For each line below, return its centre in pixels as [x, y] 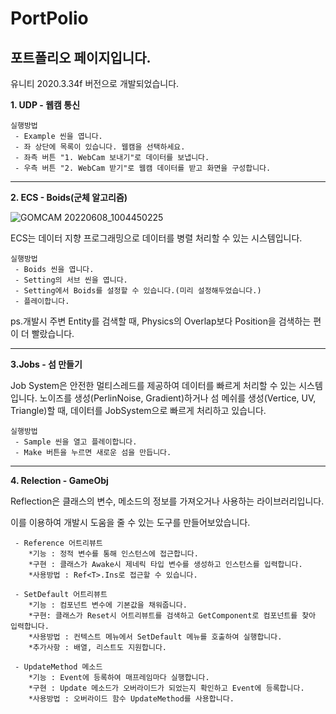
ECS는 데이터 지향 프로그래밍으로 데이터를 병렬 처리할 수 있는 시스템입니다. [156, 238]
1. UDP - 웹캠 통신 [45, 105]
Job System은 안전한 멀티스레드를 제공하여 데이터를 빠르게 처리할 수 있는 [153, 385]
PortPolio [49, 18]
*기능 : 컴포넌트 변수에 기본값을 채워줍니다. [108, 605]
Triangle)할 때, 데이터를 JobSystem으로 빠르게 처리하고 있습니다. [138, 410]
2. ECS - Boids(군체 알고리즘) [69, 197]
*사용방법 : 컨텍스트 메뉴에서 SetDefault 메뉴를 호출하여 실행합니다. [155, 637]
